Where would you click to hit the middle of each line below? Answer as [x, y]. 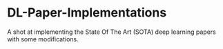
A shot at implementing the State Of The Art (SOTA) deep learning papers [111, 32]
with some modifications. [43, 39]
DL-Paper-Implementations [87, 13]
